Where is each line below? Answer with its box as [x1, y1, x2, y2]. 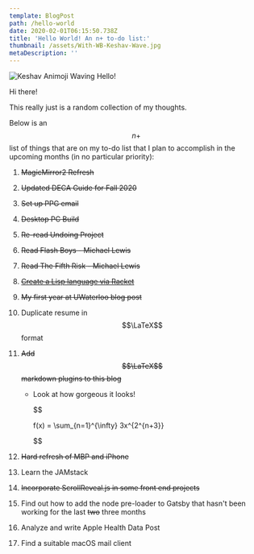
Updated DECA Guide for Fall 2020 [20, 183, 137, 192]
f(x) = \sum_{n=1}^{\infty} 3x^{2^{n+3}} [32, 420, 164, 430]
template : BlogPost [9, 11, 75, 20]
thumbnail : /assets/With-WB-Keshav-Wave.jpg [9, 42, 161, 50]
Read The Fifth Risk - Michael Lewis [20, 261, 140, 271]
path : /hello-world [9, 19, 75, 27]
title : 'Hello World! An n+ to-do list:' [9, 34, 151, 43]
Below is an [9, 118, 48, 127]
